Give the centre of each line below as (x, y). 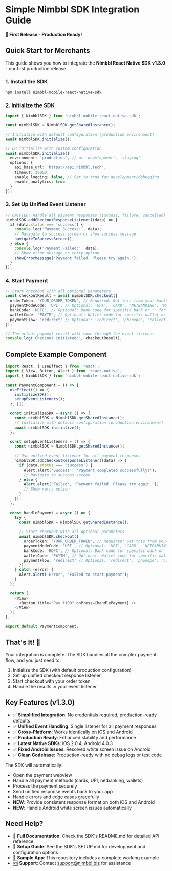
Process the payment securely (45, 786)
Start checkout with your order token (51, 681)
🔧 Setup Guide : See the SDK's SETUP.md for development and (79, 847)
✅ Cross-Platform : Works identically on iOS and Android (73, 732)
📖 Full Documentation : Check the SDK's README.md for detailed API (86, 836)
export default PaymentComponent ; (42, 626)
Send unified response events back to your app (63, 791)
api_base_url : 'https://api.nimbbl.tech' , (60, 167)
